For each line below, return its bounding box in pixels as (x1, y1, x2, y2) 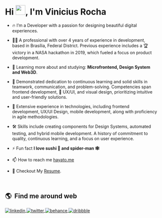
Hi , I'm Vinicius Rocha (5, 6, 106, 17)
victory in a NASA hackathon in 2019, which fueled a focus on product (12, 49, 152, 55)
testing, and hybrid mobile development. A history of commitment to (12, 130, 148, 136)
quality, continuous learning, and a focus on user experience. (12, 136, 134, 141)
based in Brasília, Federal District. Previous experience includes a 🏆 (12, 43, 148, 48)
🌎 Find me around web (5, 192, 77, 201)
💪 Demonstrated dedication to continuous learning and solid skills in (12, 78, 148, 84)
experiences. (12, 28, 38, 33)
